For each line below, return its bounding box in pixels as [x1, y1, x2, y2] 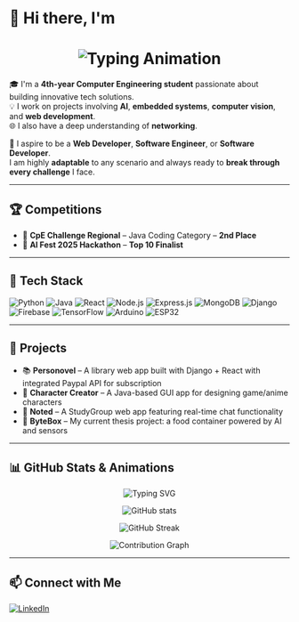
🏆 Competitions [9, 202, 102, 217]
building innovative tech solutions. [9, 92, 135, 102]
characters [21, 396, 62, 408]
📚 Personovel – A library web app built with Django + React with [21, 365, 261, 376]
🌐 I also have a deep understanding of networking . [9, 120, 198, 132]
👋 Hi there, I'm [9, 8, 116, 28]
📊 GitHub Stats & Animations [9, 460, 175, 475]
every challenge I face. [9, 166, 95, 177]
